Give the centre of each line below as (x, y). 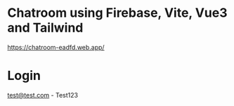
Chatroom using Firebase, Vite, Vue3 (117, 13)
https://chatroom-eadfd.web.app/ (56, 47)
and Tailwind (45, 28)
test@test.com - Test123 (43, 95)
